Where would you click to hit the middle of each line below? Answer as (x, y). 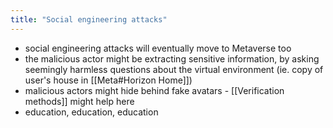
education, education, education (91, 112)
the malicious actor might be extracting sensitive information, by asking (172, 58)
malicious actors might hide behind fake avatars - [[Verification (154, 90)
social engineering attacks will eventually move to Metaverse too (158, 48)
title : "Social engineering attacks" (89, 19)
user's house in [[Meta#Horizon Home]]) (108, 80)
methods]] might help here (79, 101)
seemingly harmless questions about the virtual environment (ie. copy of (174, 69)
